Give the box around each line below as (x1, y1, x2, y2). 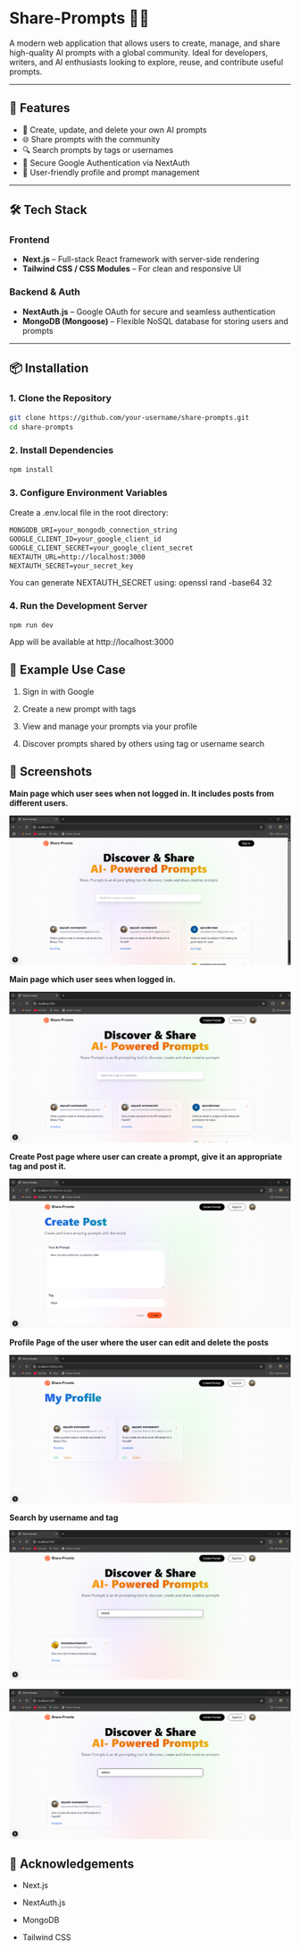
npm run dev (9, 620, 54, 629)
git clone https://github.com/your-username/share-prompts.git (9, 414, 250, 423)
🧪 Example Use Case (9, 663, 127, 678)
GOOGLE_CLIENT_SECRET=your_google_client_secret (9, 543, 194, 552)
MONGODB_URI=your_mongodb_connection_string (9, 526, 178, 535)
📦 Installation (9, 361, 89, 376)
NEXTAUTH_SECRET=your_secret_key (9, 561, 134, 570)
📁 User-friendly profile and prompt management (21, 167, 200, 177)
